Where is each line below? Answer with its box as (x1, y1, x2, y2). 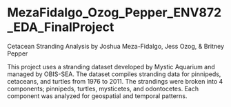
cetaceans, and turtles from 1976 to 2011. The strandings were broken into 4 (7, 77, 223, 85)
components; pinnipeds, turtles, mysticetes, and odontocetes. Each (7, 84, 199, 93)
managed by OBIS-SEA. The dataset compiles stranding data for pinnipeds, (7, 70, 221, 78)
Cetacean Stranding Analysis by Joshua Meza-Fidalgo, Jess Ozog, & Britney (7, 42, 225, 50)
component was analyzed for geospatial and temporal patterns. (7, 91, 188, 100)
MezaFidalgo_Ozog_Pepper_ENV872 (7, 5, 222, 21)
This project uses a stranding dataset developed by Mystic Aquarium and (7, 62, 215, 71)
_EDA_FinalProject (7, 19, 114, 35)
